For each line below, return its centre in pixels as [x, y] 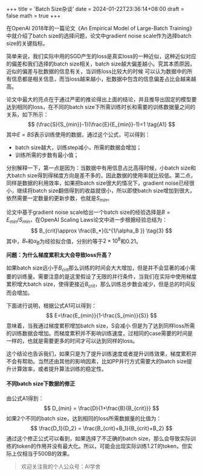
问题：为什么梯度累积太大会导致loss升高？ [60, 255]
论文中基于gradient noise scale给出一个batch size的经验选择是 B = [88, 212]
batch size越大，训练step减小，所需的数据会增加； [78, 147]
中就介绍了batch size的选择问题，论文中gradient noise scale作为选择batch [99, 36]
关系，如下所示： [27, 114]
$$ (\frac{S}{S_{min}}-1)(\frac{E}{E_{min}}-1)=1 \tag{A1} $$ [101, 124]
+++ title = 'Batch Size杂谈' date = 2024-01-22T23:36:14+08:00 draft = [95, 9]
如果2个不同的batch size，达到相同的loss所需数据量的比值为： [84, 418]
